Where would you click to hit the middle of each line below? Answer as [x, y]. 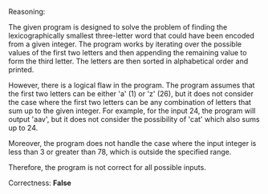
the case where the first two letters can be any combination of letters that [130, 102]
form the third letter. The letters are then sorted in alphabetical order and [128, 61]
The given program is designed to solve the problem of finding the [118, 27]
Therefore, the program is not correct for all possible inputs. [107, 167]
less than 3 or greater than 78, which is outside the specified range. [120, 152]
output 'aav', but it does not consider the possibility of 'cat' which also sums [134, 119]
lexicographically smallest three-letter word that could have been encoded [132, 36]
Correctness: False [40, 183]
